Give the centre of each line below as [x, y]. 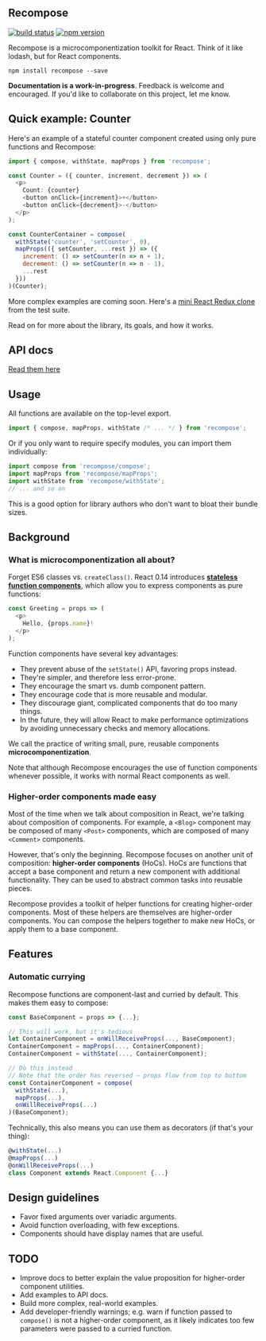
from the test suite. [39, 310]
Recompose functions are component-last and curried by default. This [123, 994]
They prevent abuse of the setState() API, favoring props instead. [128, 669]
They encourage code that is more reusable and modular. [114, 694]
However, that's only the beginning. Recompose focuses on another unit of [131, 854]
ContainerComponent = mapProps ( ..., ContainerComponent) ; [106, 1047]
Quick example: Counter [69, 119]
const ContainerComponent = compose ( [71, 1083]
